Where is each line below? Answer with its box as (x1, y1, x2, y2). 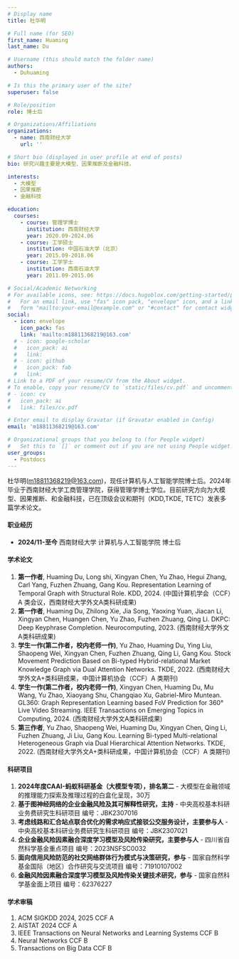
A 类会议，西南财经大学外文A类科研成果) (17, 598, 137, 606)
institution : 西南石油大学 (26, 265, 100, 272)
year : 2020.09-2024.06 (26, 232, 94, 239)
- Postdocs (14, 456, 46, 463)
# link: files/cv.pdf (7, 403, 78, 411)
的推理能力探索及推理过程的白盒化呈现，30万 (17, 791, 151, 800)
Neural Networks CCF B (17, 936, 88, 945)
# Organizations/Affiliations (7, 121, 97, 128)
